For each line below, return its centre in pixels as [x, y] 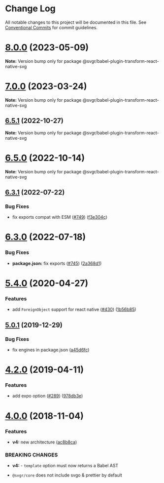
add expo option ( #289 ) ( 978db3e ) [48, 396]
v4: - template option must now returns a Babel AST [65, 466]
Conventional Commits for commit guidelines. [51, 27]
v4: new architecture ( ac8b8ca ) [45, 442]
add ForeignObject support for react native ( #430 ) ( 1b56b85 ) [74, 310]
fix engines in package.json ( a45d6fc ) [51, 350]
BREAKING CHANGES [32, 455]
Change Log [30, 9]
